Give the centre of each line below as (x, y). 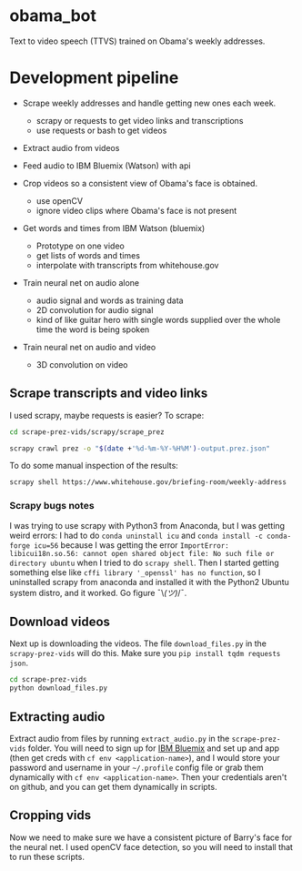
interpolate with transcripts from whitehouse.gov (127, 265)
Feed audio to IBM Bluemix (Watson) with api (106, 166)
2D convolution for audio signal (95, 309)
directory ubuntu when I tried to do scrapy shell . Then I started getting (144, 562)
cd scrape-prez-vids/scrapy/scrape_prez (87, 432)
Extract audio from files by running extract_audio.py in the (120, 738)
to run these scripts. (47, 856)
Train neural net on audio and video (89, 347)
